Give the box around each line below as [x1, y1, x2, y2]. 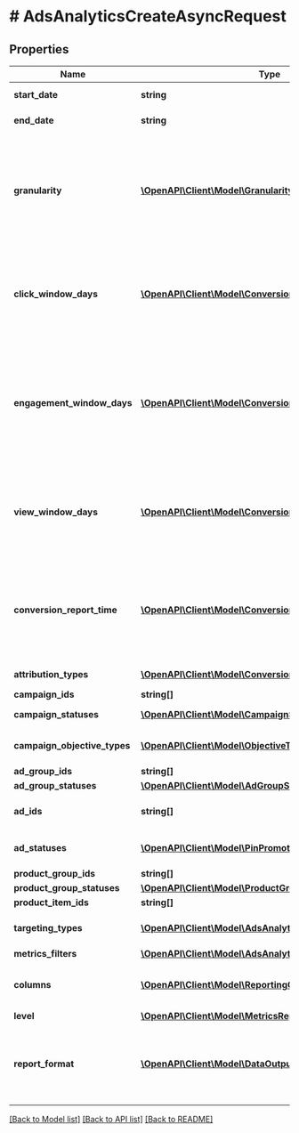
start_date [13, 89, 59, 101]
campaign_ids [13, 688, 75, 700]
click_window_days [13, 287, 98, 300]
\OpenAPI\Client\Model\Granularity [141, 184, 294, 197]
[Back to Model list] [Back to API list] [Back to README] [9, 1114, 214, 1124]
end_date [13, 114, 55, 126]
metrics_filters [13, 948, 77, 959]
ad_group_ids [13, 765, 73, 777]
